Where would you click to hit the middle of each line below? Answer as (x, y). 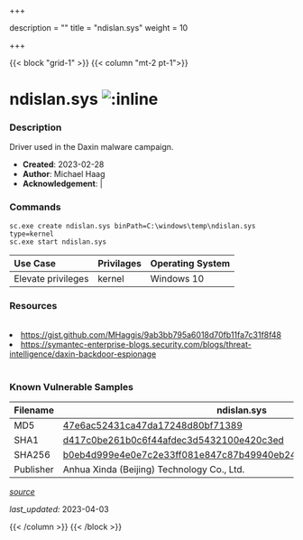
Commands (35, 207)
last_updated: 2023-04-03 (60, 509)
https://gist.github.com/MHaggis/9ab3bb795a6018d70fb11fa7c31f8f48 (151, 335)
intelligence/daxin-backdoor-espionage (83, 354)
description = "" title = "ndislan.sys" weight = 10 (99, 28)
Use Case (35, 263)
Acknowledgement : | (63, 184)
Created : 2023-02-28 (63, 164)
